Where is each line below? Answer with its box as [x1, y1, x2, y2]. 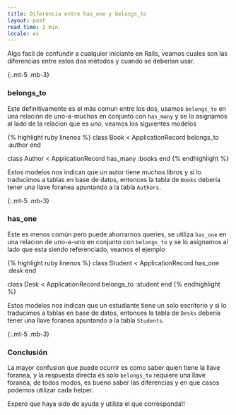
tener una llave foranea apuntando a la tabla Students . [7, 315, 165, 325]
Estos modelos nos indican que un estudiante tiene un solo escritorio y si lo [7, 301, 227, 309]
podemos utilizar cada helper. [7, 386, 94, 395]
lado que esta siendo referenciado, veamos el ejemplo [7, 245, 165, 253]
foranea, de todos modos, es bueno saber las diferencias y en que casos [7, 378, 220, 387]
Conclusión [7, 347, 48, 357]
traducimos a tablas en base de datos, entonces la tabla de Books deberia [7, 175, 221, 184]
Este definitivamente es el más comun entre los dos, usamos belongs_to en [7, 104, 226, 113]
